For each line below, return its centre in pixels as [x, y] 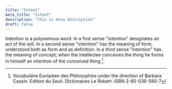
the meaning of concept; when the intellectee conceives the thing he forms [84, 55]
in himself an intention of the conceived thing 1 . [55, 61]
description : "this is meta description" [50, 19]
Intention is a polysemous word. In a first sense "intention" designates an [82, 39]
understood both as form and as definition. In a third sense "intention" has [83, 49]
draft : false [19, 24]
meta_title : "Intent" [28, 15]
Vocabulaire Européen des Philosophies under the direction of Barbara [87, 76]
